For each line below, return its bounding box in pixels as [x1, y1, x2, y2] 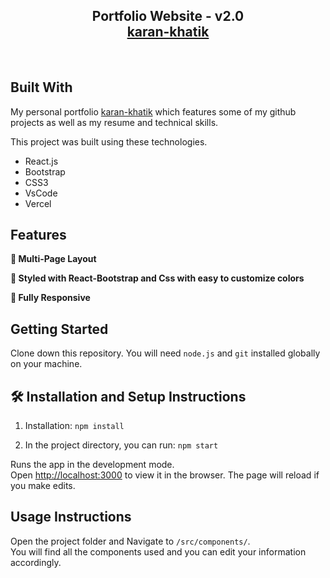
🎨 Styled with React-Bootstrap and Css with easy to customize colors [10, 272, 305, 284]
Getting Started [10, 320, 109, 338]
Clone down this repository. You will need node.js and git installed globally [10, 347, 321, 359]
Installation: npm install [24, 420, 125, 432]
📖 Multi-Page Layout [10, 253, 97, 265]
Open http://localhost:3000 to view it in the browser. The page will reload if [10, 469, 320, 481]
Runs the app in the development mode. [10, 459, 175, 471]
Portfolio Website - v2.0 [91, 8, 245, 25]
